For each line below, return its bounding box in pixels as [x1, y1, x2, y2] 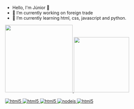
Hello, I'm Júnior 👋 [12, 5, 50, 10]
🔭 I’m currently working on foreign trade [12, 10, 93, 16]
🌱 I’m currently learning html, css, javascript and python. [12, 15, 127, 21]
